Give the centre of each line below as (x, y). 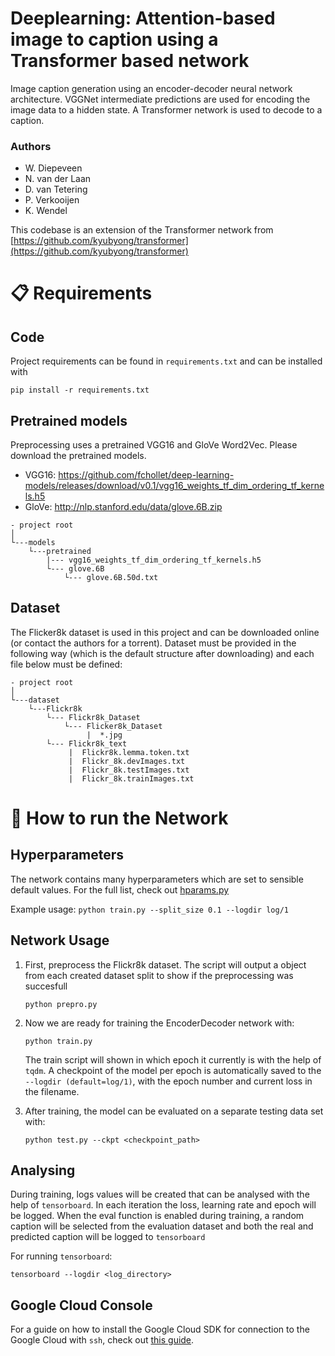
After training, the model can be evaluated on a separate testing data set (174, 1111)
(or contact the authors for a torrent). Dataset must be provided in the (153, 643)
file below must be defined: (66, 664)
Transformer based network (130, 61)
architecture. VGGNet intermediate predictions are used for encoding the (160, 99)
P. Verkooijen (52, 200)
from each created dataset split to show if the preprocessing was (159, 975)
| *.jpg (104, 735)
